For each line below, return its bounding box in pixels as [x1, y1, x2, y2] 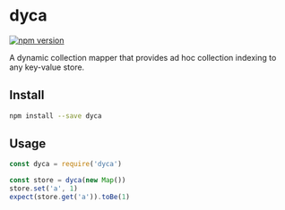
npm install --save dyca [9, 111, 102, 121]
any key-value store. [9, 62, 85, 72]
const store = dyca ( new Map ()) [9, 176, 126, 185]
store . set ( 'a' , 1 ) [9, 184, 78, 193]
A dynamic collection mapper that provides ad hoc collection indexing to [9, 52, 277, 63]
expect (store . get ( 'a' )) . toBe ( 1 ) [9, 193, 130, 202]
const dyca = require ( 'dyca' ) [9, 160, 123, 169]
